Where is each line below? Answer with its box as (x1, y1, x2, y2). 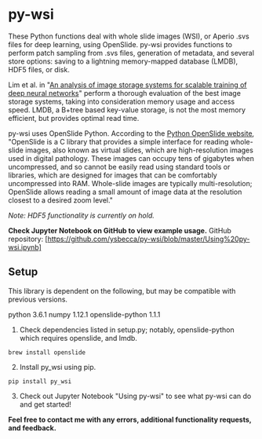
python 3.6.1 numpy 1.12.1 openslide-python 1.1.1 (8, 309, 161, 319)
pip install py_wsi (8, 377, 72, 386)
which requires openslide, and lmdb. (19, 333, 137, 342)
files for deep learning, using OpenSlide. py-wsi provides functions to (8, 39, 233, 49)
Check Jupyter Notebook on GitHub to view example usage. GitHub (8, 225, 231, 235)
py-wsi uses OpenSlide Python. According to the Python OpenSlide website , (8, 128, 255, 138)
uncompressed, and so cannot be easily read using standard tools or (8, 162, 231, 171)
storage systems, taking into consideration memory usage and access (8, 97, 235, 106)
